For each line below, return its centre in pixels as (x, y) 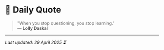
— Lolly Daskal (32, 28)
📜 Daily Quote (33, 10)
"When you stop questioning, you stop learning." (66, 23)
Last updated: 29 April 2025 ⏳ (36, 42)
